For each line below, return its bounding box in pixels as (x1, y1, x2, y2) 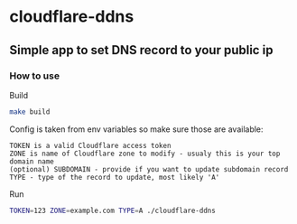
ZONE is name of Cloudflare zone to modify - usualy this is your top (9, 149, 281, 158)
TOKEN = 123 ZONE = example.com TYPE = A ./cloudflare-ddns (9, 206, 217, 215)
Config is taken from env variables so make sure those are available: (9, 124, 264, 135)
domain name (9, 156, 54, 166)
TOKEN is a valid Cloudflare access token (9, 141, 172, 150)
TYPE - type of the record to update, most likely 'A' (9, 173, 220, 182)
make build (9, 107, 51, 117)
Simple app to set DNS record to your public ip (9, 42, 274, 58)
